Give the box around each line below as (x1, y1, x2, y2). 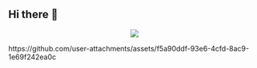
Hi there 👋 (8, 8, 58, 21)
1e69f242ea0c (8, 52, 57, 62)
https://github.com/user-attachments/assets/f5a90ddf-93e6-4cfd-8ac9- (8, 43, 250, 53)
